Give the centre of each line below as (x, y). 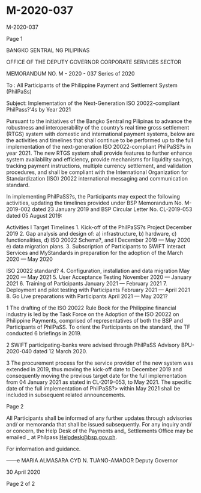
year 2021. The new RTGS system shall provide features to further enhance (99, 153)
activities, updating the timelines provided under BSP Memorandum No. (95, 203)
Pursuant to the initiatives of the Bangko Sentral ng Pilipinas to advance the (99, 121)
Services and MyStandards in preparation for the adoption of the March (94, 252)
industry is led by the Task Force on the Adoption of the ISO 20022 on (93, 314)
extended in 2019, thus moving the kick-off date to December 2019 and (94, 369)
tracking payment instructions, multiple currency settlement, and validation (99, 166)
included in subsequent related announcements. (66, 395)
